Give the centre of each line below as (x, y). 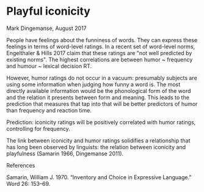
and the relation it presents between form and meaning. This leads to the (98, 97)
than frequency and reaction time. (49, 110)
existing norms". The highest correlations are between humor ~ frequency (100, 59)
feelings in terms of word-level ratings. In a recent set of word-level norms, (101, 46)
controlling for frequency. (38, 128)
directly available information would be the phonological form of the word (99, 90)
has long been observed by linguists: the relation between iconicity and (96, 147)
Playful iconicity (48, 11)
